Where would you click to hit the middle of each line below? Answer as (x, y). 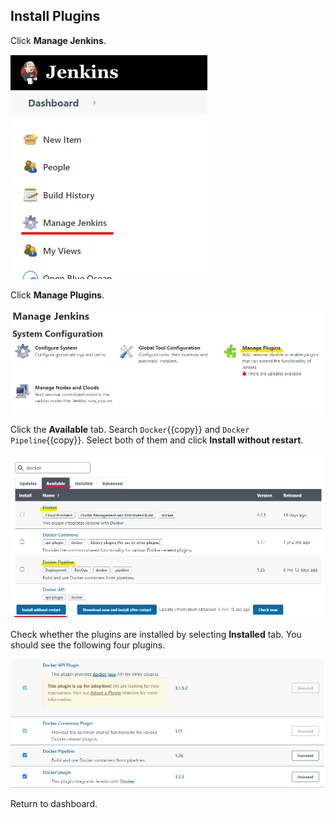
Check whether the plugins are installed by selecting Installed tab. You (156, 635)
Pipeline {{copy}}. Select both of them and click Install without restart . (157, 440)
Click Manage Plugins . (57, 295)
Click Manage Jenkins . (58, 40)
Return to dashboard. (54, 803)
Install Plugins (55, 16)
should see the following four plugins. (88, 645)
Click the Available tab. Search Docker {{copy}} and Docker (130, 430)
